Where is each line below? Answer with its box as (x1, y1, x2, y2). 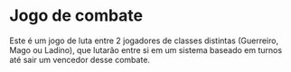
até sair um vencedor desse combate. (9, 54, 151, 65)
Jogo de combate (9, 5, 144, 26)
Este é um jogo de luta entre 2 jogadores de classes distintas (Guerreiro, (9, 35, 278, 46)
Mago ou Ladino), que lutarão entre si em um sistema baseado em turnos (9, 44, 283, 55)
